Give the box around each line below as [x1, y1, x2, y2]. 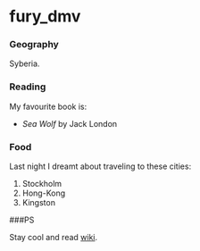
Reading [9, 80, 46, 93]
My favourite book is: [9, 101, 87, 112]
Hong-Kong [21, 188, 65, 198]
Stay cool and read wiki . [9, 232, 98, 243]
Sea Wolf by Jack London [21, 118, 118, 129]
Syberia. [9, 58, 40, 69]
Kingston [21, 197, 56, 208]
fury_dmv [9, 6, 81, 27]
